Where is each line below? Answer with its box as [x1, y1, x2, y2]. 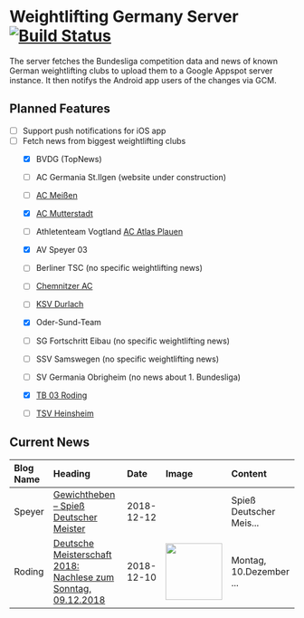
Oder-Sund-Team [35, 317, 102, 328]
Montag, [231, 554, 267, 566]
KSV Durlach [35, 299, 84, 310]
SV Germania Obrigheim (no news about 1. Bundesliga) [35, 372, 242, 382]
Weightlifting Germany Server [9, 6, 239, 27]
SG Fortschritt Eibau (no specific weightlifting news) [35, 335, 231, 346]
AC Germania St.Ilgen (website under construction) [35, 171, 227, 182]
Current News [9, 435, 90, 450]
